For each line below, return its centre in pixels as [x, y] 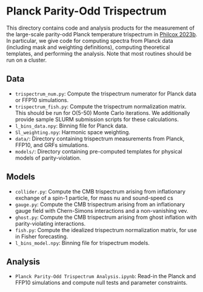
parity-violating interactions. [50, 223]
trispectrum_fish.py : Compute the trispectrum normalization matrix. [101, 106]
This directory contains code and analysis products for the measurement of [101, 28]
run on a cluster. [27, 60]
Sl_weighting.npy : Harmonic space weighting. [72, 132]
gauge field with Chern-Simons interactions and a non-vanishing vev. [102, 210]
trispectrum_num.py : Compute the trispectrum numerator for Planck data [106, 93]
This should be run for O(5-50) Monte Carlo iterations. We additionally [102, 112]
